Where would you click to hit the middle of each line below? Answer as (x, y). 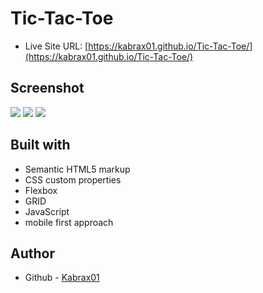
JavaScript (47, 211)
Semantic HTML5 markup (77, 169)
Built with (40, 145)
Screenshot (47, 88)
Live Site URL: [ (56, 46)
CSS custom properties (73, 179)
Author (32, 253)
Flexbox (41, 190)
